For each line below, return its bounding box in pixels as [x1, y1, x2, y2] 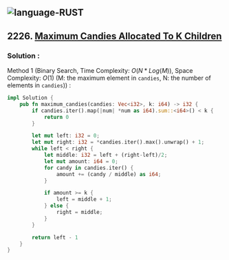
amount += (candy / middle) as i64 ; [56, 171, 162, 177]
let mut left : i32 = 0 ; [32, 132, 100, 140]
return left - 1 [32, 234, 78, 241]
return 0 [43, 113, 69, 120]
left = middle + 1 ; [56, 196, 112, 203]
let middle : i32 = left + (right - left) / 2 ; [43, 152, 168, 159]
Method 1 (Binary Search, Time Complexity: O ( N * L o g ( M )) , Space [7, 67, 193, 75]
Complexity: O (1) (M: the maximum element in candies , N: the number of [7, 74, 212, 83]
